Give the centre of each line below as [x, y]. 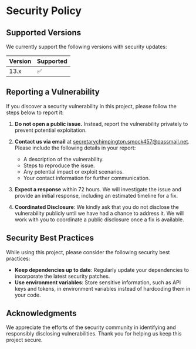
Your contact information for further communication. [87, 178]
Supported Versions [43, 33]
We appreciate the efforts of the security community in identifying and [91, 327]
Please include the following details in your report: [75, 148]
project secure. [24, 340]
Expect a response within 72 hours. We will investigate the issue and [98, 189]
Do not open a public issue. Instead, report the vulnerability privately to [101, 124]
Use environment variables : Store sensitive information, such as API [98, 282]
